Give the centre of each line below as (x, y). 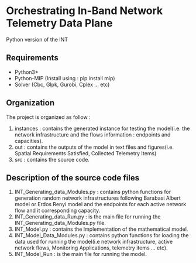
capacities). (29, 141)
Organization (30, 103)
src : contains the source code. (52, 159)
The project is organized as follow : (48, 117)
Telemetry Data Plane (59, 23)
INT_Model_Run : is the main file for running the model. (81, 254)
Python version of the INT (37, 39)
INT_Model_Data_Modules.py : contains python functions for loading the (102, 235)
